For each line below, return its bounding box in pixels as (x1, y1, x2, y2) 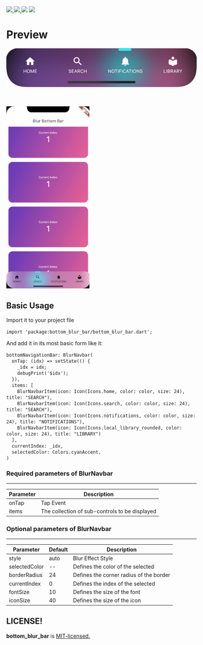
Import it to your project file (6, 317, 74, 324)
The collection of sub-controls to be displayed (40, 508, 157, 515)
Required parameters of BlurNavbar (6, 470, 114, 478)
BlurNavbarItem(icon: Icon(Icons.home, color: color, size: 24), (17, 388, 185, 395)
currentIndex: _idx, (11, 443, 63, 450)
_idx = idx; (17, 364, 47, 371)
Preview (6, 28, 48, 42)
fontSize (8, 588, 30, 595)
